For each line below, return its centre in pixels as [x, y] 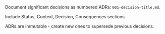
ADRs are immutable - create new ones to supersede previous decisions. [80, 26]
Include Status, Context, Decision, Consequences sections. [66, 17]
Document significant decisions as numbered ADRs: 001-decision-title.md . [83, 7]
